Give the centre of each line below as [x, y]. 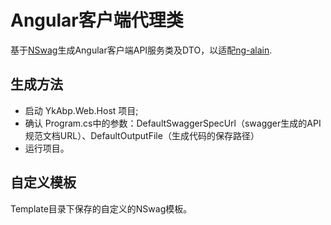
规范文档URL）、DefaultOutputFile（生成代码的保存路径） [142, 135]
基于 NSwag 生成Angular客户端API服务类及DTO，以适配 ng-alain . [141, 50]
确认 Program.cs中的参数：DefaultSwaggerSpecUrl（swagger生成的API [173, 123]
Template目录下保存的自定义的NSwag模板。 [101, 208]
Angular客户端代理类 [97, 20]
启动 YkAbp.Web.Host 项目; [81, 110]
